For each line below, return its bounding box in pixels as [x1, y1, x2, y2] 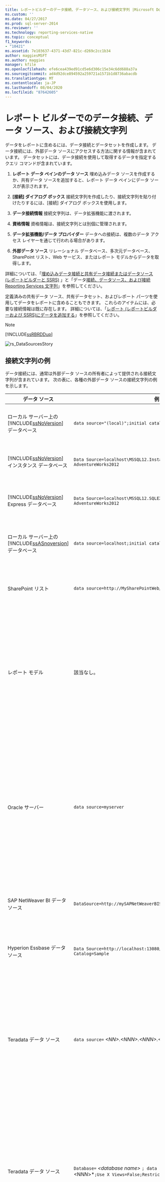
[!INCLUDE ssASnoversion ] [7, 540, 69, 547]
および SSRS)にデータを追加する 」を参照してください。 [9, 312, 122, 318]
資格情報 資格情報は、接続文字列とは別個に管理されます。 [12, 221, 130, 227]
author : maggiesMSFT [5, 53, 48, 58]
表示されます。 [21, 183, 51, 189]
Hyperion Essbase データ [7, 944, 66, 951]
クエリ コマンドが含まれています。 [5, 161, 75, 167]
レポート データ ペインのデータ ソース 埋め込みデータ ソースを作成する [12, 171, 156, 177]
